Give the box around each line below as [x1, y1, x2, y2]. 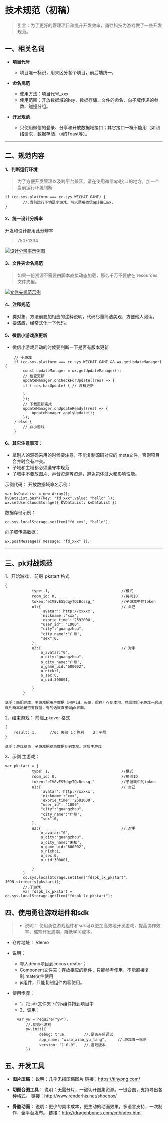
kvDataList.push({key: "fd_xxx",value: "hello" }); [5, 496, 115, 501]
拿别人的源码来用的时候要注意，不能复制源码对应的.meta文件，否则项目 [12, 452, 160, 458]
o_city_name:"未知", [40, 840, 82, 845]
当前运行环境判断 [17, 185, 53, 191]
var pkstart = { [5, 764, 39, 769]
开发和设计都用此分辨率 [5, 227, 53, 233]
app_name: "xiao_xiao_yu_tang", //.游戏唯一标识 [39, 1037, 147, 1042]
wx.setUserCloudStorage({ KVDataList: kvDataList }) [5, 500, 117, 505]
